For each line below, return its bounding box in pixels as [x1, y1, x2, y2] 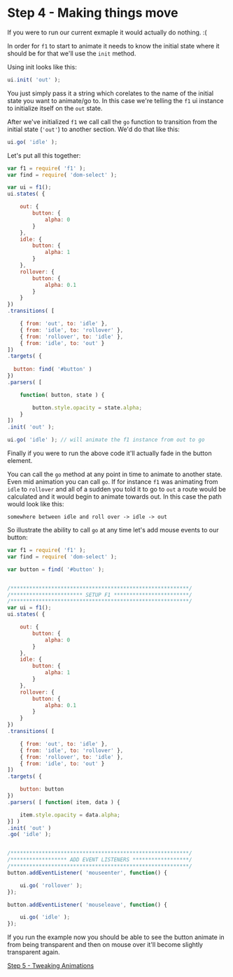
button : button [20, 786, 64, 793]
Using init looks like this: [7, 62, 77, 71]
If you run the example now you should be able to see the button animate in [7, 933, 225, 941]
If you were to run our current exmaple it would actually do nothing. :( [7, 28, 208, 36]
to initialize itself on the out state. [7, 104, 103, 112]
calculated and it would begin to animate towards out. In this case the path [7, 492, 222, 501]
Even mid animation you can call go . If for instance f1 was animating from [7, 478, 218, 486]
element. [7, 457, 33, 465]
